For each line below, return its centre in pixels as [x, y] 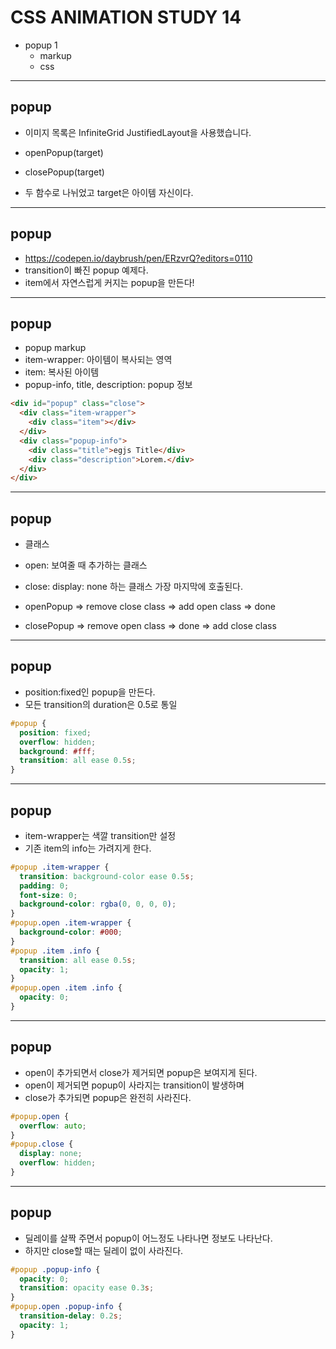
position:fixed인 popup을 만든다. [90, 692]
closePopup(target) [64, 172]
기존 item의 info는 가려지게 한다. [88, 848]
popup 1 [41, 45]
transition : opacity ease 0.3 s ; [87, 1288]
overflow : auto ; [53, 1126]
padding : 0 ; [44, 886]
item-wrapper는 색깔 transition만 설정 [100, 835]
